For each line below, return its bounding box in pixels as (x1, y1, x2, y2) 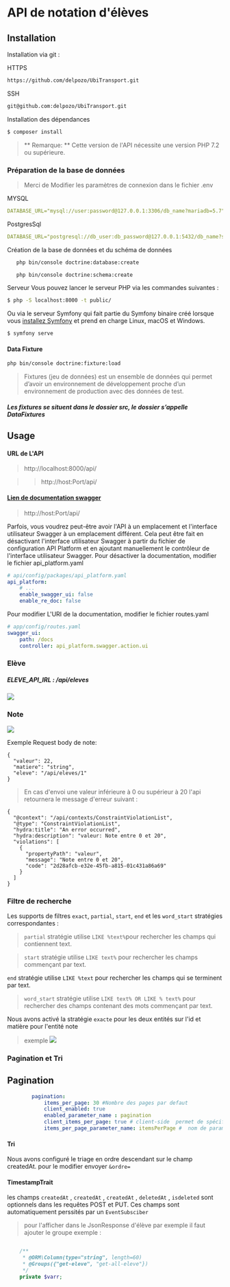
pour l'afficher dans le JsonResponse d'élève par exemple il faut (23, 1221, 205, 1229)
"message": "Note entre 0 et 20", (25, 856, 125, 863)
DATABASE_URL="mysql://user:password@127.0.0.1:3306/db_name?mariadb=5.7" (7, 208, 225, 214)
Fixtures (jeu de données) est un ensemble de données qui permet (23, 372, 213, 381)
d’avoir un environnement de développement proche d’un (23, 380, 186, 388)
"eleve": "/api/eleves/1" (13, 770, 88, 776)
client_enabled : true (43, 1106, 106, 1112)
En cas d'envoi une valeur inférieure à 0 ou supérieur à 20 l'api (23, 787, 201, 796)
